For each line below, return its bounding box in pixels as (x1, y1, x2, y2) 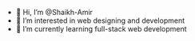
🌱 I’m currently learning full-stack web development (15, 24, 187, 33)
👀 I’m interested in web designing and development (15, 16, 185, 25)
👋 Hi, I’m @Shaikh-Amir (15, 8, 94, 17)
